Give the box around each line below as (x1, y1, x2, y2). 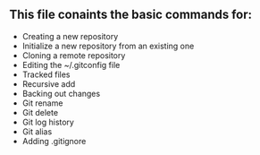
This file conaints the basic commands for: (9, 7, 253, 22)
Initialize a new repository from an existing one (21, 40, 195, 51)
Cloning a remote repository (21, 49, 126, 61)
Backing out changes (21, 88, 101, 99)
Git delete (21, 107, 59, 117)
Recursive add (21, 78, 76, 89)
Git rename (21, 98, 63, 108)
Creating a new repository (21, 30, 119, 41)
